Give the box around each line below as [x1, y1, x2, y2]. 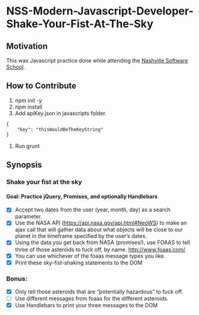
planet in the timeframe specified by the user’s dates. [14, 232, 147, 240]
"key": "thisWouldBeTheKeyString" [17, 126, 103, 133]
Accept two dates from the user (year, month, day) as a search [14, 206, 171, 213]
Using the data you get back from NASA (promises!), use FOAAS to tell [14, 239, 191, 246]
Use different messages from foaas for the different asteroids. [14, 295, 169, 302]
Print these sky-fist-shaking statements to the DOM [14, 259, 142, 266]
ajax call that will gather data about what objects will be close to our [14, 226, 183, 233]
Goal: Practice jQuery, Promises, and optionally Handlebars [6, 193, 158, 200]
